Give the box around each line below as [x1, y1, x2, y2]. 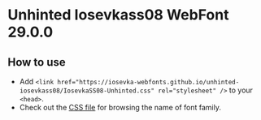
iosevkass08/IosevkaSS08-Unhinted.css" [19, 87, 155, 95]
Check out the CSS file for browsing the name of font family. [19, 103, 221, 112]
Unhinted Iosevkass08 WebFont [7, 6, 229, 24]
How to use [7, 55, 66, 69]
